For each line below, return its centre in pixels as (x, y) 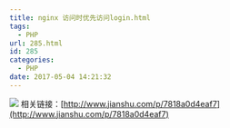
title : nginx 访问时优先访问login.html (80, 18)
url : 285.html (36, 43)
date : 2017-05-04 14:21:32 (60, 77)
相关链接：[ (42, 103)
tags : (20, 26)
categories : (32, 60)
